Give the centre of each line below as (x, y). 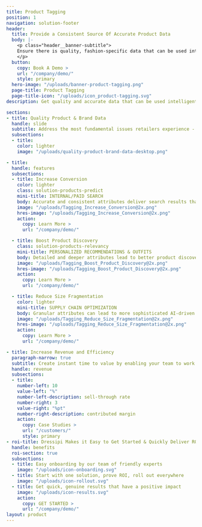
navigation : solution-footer (43, 23)
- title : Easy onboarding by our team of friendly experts (87, 464)
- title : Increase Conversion (49, 179)
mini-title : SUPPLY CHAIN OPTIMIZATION (67, 308)
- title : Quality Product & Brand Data (56, 118)
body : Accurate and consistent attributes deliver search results (102, 202)
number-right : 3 (38, 402)
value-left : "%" (38, 391)
